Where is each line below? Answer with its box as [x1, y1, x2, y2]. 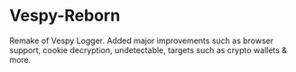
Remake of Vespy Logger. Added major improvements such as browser [9, 35, 273, 46]
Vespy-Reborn [9, 5, 121, 26]
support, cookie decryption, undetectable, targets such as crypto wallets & [9, 44, 287, 55]
